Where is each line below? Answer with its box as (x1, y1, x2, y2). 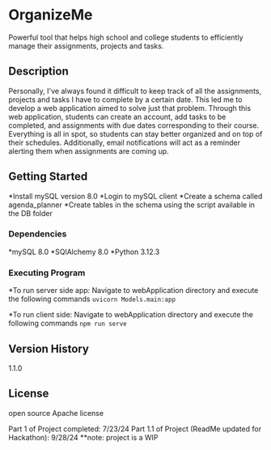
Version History (8, 342, 89, 355)
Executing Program (8, 267, 86, 278)
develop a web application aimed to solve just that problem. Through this (8, 103, 252, 112)
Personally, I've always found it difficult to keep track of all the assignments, (8, 86, 262, 96)
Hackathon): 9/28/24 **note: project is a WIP (8, 432, 159, 442)
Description (8, 65, 69, 79)
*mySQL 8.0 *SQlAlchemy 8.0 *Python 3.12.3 (8, 247, 160, 257)
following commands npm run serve (8, 318, 127, 329)
